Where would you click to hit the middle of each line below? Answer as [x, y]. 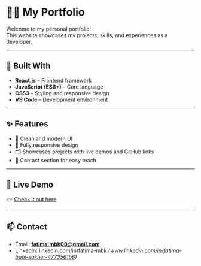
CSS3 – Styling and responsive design [62, 93]
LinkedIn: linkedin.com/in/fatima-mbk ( [63, 250]
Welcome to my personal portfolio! [49, 29]
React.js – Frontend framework [53, 80]
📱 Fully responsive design [47, 145]
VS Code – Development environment [61, 99]
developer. [19, 41]
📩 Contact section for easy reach [56, 160]
